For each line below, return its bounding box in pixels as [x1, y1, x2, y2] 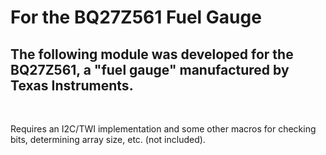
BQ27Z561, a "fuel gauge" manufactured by [10, 61, 290, 78]
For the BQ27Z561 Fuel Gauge [10, 6, 262, 29]
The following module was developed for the [10, 46, 294, 63]
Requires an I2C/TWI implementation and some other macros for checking [10, 123, 317, 135]
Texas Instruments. [10, 77, 134, 94]
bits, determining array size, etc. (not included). [10, 134, 206, 145]
